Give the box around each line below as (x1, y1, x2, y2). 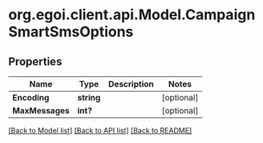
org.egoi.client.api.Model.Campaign (8, 6, 256, 24)
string (77, 92, 101, 103)
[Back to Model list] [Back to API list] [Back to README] (8, 126, 192, 135)
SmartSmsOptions (8, 22, 134, 41)
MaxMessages (12, 105, 70, 116)
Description (107, 79, 154, 89)
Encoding (12, 92, 50, 103)
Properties (8, 55, 63, 68)
